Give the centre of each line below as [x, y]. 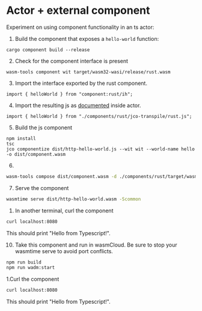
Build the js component [44, 128]
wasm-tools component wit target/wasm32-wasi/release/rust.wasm [88, 72]
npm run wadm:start [31, 268]
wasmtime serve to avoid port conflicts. [64, 251]
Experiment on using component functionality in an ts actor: [80, 27]
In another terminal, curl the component [64, 211]
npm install [21, 138]
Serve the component [42, 188]
